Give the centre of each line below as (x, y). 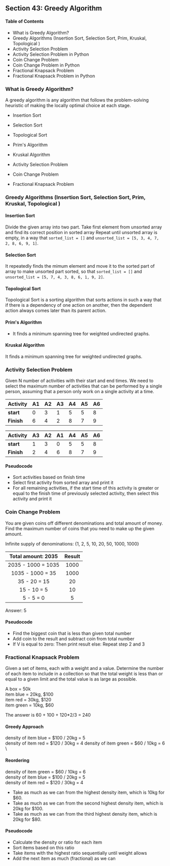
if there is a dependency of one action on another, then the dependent (79, 305)
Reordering (17, 760)
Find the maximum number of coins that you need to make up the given (80, 528)
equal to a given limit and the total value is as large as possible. (71, 679)
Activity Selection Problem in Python (51, 54)
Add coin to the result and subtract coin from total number (73, 638)
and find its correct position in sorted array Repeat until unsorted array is (81, 233)
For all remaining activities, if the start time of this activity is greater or (86, 488)
